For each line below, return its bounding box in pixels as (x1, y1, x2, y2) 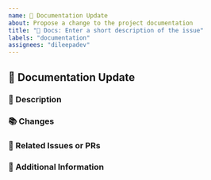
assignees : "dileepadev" (8, 41, 90, 49)
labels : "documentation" (8, 33, 90, 42)
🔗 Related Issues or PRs (8, 140, 101, 151)
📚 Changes (8, 116, 55, 127)
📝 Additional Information (8, 162, 105, 173)
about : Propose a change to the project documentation (8, 19, 194, 27)
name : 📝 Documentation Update (8, 11, 109, 20)
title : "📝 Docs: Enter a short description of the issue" (8, 26, 204, 34)
